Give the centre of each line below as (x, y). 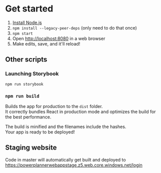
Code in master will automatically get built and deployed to (65, 159)
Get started (29, 9)
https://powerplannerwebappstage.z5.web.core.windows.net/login (74, 165)
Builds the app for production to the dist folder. (54, 106)
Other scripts (26, 60)
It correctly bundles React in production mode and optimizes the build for (80, 111)
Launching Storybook (32, 74)
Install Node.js (27, 22)
